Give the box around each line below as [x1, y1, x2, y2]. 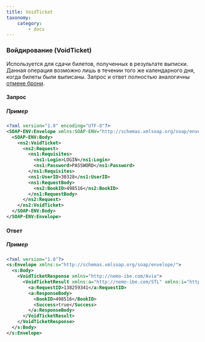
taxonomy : [6, 15, 32, 21]
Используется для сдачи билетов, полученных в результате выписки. [6, 60, 189, 67]
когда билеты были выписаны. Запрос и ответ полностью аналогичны [6, 73, 190, 80]
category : [17, 20, 43, 26]
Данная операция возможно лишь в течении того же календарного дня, [6, 67, 195, 74]
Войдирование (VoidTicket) [6, 46, 92, 55]
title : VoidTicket [6, 9, 53, 15]
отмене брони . [6, 79, 45, 87]
